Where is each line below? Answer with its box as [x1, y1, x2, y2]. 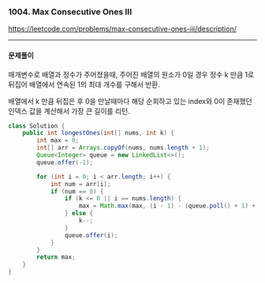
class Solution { [8, 121, 65, 130]
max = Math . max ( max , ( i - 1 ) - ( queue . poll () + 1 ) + [78, 202, 256, 210]
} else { [64, 210, 93, 218]
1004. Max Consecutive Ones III [8, 6, 132, 17]
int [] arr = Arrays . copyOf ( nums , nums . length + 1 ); [36, 144, 211, 152]
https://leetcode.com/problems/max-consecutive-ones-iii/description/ [8, 24, 237, 34]
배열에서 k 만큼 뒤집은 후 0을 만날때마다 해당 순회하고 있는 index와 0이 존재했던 [8, 96, 252, 106]
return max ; [36, 253, 77, 262]
